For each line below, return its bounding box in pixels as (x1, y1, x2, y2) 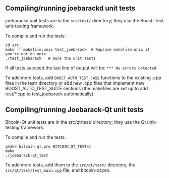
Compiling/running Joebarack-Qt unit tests (5, 105, 144, 114)
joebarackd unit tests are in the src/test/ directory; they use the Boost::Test (5, 17, 164, 23)
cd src (5, 43, 19, 48)
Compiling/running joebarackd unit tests (5, 4, 136, 13)
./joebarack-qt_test (5, 153, 49, 158)
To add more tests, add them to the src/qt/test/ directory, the (5, 162, 136, 168)
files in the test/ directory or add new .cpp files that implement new (5, 80, 145, 86)
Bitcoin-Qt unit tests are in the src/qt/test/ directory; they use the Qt (5, 119, 146, 125)
